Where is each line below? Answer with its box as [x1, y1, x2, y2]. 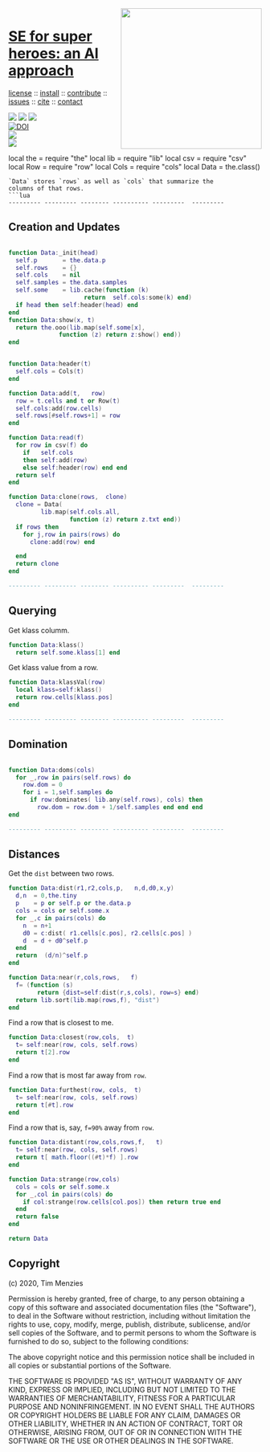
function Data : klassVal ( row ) [8, 678, 106, 686]
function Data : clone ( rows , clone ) [8, 493, 128, 501]
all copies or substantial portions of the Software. [8, 1360, 171, 1370]
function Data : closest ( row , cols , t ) [8, 1033, 135, 1041]
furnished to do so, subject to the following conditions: [8, 1336, 189, 1346]
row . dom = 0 [22, 781, 63, 789]
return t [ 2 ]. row [15, 1049, 70, 1057]
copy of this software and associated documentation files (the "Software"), [8, 1302, 257, 1312]
